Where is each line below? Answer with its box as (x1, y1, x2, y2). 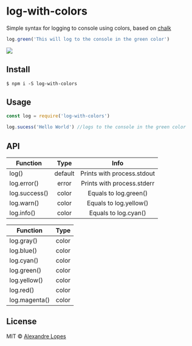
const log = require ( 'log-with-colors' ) (6, 113, 111, 119)
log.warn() (9, 199, 39, 207)
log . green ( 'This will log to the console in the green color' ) (6, 36, 170, 42)
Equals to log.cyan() (89, 209, 146, 217)
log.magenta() (9, 296, 50, 304)
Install (6, 64, 30, 75)
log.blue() (9, 246, 38, 255)
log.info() (9, 209, 36, 217)
